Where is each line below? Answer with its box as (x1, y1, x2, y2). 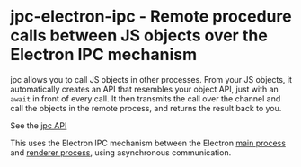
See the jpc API (10, 119, 67, 131)
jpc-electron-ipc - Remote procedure (10, 6, 292, 27)
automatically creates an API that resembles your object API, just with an (10, 83, 279, 94)
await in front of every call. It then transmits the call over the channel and (10, 92, 281, 104)
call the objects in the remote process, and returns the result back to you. (10, 102, 282, 113)
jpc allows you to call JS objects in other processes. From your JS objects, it (10, 74, 293, 84)
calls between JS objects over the (10, 25, 268, 46)
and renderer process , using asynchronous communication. (10, 146, 232, 158)
